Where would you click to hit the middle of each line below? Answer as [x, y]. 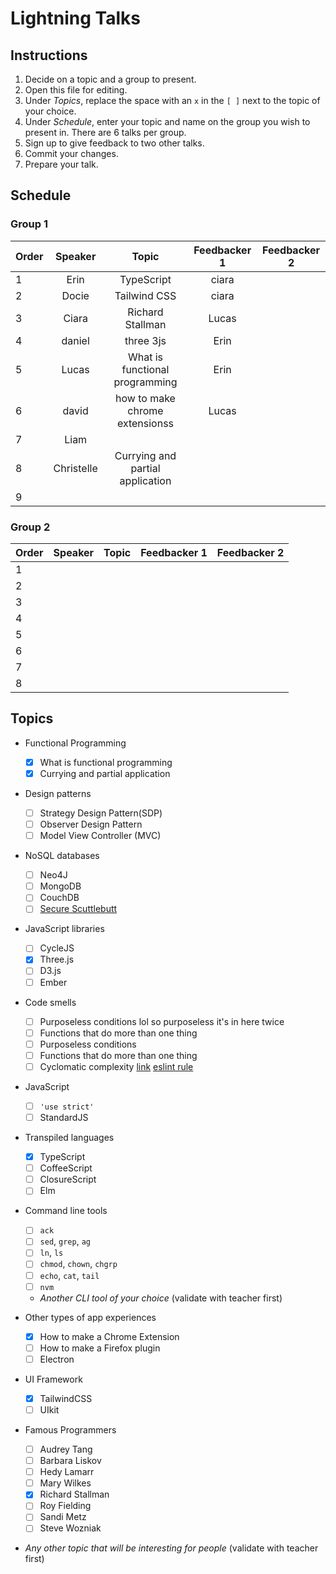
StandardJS [64, 1117]
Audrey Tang [66, 1449]
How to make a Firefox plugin [100, 1348]
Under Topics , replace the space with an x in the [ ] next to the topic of [172, 100]
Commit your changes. [71, 153]
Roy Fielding [65, 1506]
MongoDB [60, 886]
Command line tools [66, 1211]
